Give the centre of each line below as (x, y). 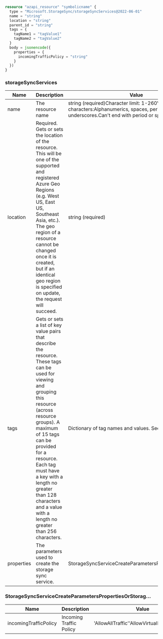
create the (47, 564)
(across (44, 410)
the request (49, 299)
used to (44, 557)
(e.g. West (47, 196)
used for (45, 374)
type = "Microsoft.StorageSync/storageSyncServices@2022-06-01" (76, 11)
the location (49, 135)
